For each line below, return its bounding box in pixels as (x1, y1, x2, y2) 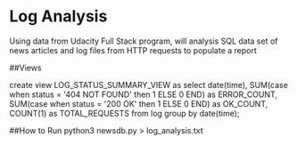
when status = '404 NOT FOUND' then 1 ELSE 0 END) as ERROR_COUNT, (9, 89, 278, 100)
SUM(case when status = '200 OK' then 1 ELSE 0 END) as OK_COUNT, (9, 98, 268, 109)
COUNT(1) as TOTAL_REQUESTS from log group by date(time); (9, 108, 240, 118)
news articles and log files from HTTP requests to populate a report (9, 44, 257, 55)
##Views (9, 62, 42, 73)
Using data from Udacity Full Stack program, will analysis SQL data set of (9, 36, 278, 46)
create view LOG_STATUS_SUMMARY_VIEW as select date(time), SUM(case (9, 79, 288, 90)
